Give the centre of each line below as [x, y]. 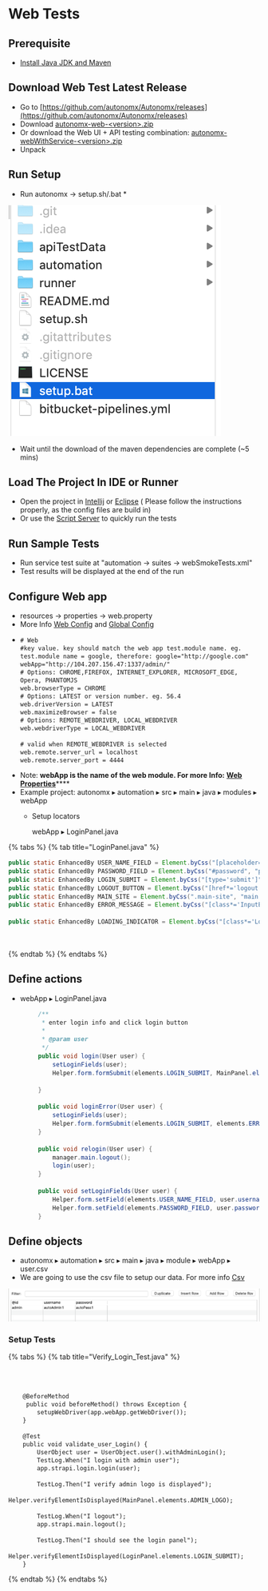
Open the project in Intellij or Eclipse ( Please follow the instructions [130, 501]
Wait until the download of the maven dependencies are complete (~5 [134, 449]
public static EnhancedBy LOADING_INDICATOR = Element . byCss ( [114, 922]
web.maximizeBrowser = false [68, 712]
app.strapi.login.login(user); [89, 1469]
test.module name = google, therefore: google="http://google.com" [134, 656]
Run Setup [35, 175]
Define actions [45, 979]
